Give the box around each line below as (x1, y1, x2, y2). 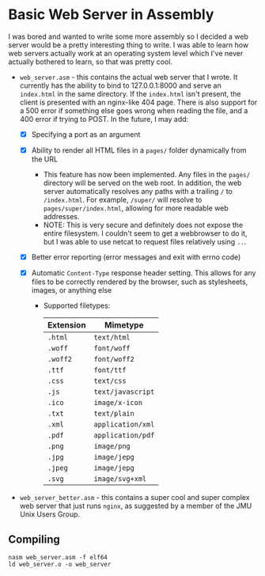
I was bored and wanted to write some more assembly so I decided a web (8, 32, 249, 41)
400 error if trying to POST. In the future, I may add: (19, 114, 189, 123)
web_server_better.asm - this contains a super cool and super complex (19, 493, 251, 502)
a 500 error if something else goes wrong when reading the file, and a (19, 105, 248, 116)
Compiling (8, 532, 61, 546)
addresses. (43, 212, 80, 222)
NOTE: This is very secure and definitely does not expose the (43, 220, 244, 230)
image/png (93, 441, 131, 451)
